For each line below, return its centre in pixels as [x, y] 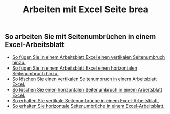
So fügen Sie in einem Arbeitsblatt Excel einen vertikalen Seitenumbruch [89, 57]
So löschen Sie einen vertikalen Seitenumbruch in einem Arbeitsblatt [84, 79]
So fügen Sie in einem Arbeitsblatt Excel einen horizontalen [75, 68]
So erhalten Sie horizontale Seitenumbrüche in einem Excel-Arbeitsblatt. [88, 106]
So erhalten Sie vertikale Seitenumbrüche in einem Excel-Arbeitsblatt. [86, 100]
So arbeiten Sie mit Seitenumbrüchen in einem [80, 37]
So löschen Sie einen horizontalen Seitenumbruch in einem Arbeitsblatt [87, 89]
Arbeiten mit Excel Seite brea [86, 9]
